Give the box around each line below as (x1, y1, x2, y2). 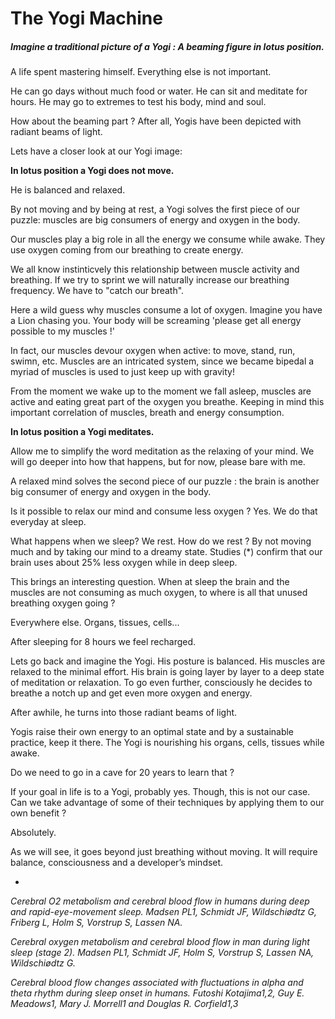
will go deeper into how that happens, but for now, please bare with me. (10, 456, 306, 468)
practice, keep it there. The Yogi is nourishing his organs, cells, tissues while (10, 737, 325, 749)
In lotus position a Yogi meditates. (10, 426, 155, 438)
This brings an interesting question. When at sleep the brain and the (10, 576, 290, 588)
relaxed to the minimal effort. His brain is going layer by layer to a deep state (10, 666, 325, 678)
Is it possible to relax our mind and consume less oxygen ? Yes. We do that (10, 505, 318, 517)
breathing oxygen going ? (10, 597, 116, 609)
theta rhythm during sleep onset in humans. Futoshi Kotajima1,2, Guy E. (10, 987, 305, 999)
